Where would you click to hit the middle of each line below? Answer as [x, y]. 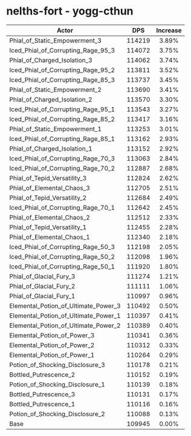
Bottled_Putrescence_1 [42, 404]
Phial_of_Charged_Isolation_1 [51, 148]
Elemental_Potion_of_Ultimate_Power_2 [65, 325]
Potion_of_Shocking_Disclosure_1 [57, 384]
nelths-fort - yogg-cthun [70, 11]
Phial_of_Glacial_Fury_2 [42, 286]
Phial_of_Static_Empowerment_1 [55, 129]
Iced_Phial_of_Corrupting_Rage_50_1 [62, 266]
